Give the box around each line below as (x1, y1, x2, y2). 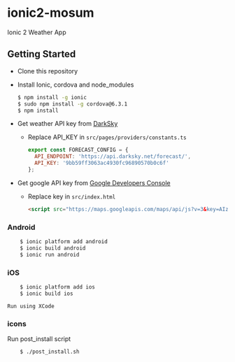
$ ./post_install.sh (20, 348, 80, 356)
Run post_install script (7, 335, 71, 343)
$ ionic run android (20, 251, 80, 258)
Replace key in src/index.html (27, 192, 116, 201)
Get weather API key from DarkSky (17, 120, 118, 128)
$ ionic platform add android (20, 238, 108, 245)
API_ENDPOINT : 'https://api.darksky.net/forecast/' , (34, 153, 191, 160)
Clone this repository (17, 66, 78, 75)
